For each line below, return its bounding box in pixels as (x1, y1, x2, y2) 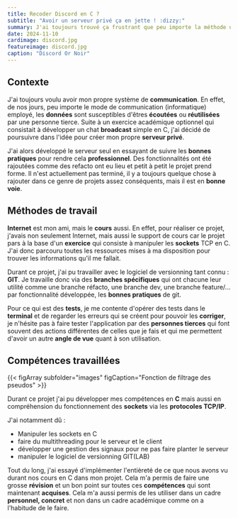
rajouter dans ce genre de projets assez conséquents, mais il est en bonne (7, 177, 226, 185)
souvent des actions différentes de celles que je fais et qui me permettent (7, 326, 222, 335)
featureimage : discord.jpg (7, 43, 87, 50)
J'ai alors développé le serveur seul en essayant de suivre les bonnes (7, 146, 211, 155)
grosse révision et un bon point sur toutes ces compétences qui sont (7, 481, 211, 490)
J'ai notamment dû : (7, 416, 66, 424)
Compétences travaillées (7, 354, 120, 366)
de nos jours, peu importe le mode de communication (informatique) (7, 102, 207, 111)
